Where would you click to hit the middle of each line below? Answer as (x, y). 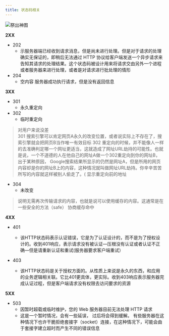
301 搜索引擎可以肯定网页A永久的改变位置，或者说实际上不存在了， (88, 136)
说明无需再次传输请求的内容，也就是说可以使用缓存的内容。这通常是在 (91, 201)
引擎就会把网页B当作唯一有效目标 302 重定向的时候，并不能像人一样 (93, 142)
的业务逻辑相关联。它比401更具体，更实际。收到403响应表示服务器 (90, 277)
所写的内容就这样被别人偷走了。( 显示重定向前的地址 (72, 174)
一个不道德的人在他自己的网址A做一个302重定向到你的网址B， (96, 155)
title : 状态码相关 (23, 10)
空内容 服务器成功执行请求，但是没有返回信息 (67, 81)
